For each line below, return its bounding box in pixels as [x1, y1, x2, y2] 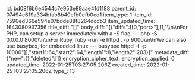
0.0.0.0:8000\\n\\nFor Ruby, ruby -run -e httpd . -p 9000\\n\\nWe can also [6, 36, 187, 43]
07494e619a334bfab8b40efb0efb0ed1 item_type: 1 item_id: [6, 11, 153, 18]
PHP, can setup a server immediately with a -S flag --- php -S [6, 30, 158, 37]
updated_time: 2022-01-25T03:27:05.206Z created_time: [6, 61, 146, 68]
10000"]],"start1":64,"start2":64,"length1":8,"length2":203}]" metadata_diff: [6, 49, 190, 55]
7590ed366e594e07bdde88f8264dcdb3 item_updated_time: [6, 18, 156, 24]
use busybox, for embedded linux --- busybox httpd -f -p [6, 42, 147, 49]
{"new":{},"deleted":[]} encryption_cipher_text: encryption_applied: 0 [6, 55, 175, 62]
